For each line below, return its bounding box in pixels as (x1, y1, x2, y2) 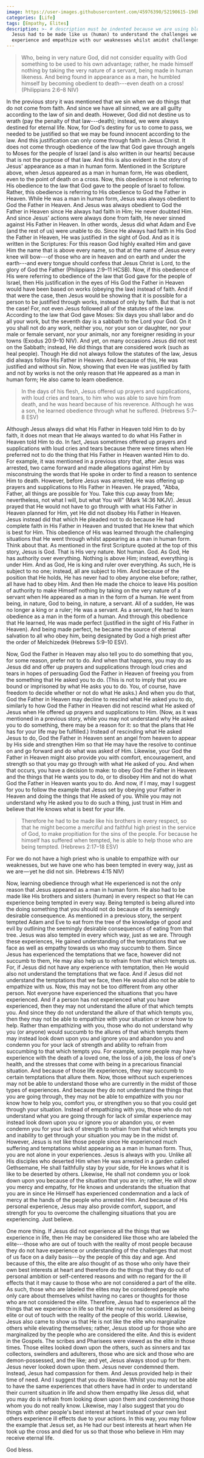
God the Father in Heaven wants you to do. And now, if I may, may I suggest (6, 780, 196, 786)
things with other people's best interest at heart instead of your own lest (6, 1409, 187, 1415)
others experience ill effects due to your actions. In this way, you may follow (6, 1415, 196, 1422)
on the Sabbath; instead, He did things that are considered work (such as (6, 344, 189, 350)
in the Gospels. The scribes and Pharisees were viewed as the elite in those (6, 1338, 195, 1344)
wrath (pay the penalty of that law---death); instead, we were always (6, 117, 179, 125)
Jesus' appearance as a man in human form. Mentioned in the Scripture (6, 162, 186, 170)
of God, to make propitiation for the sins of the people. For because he (21, 830, 198, 837)
